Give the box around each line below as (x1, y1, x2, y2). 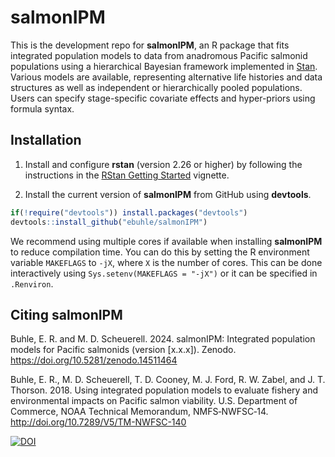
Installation (10, 132, 82, 149)
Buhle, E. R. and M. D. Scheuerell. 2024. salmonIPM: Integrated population (10, 333, 316, 345)
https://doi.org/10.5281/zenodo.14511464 (10, 354, 178, 366)
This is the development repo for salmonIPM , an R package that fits (10, 39, 290, 51)
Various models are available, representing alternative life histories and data (10, 71, 323, 83)
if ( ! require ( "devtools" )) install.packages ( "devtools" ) (10, 207, 248, 218)
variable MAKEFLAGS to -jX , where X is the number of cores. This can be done (10, 256, 323, 268)
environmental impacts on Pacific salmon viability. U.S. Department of (10, 395, 298, 407)
